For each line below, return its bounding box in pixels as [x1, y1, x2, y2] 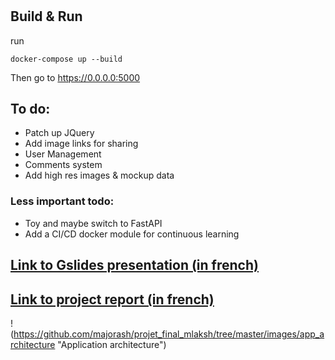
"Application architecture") [57, 338, 167, 350]
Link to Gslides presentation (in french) [10, 257, 259, 274]
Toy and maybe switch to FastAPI [24, 217, 163, 229]
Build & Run [10, 8, 83, 25]
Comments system [24, 159, 103, 171]
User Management [24, 148, 102, 160]
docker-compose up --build [10, 54, 123, 64]
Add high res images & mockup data [24, 169, 175, 182]
